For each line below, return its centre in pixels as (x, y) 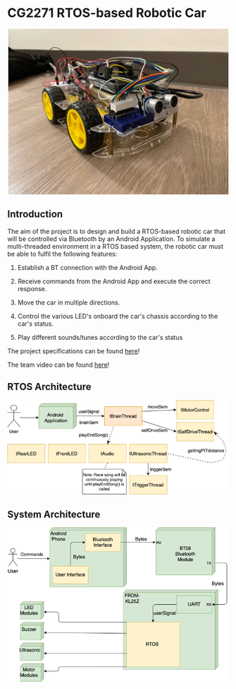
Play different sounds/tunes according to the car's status (100, 337)
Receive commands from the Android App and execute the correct (114, 281)
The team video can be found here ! (58, 365)
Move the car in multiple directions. (69, 302)
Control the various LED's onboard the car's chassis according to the (118, 316)
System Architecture (54, 514)
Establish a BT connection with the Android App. (88, 267)
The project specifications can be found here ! (74, 351)
